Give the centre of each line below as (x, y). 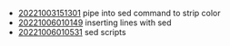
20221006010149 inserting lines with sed (95, 23)
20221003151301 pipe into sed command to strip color (119, 13)
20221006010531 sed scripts (72, 32)
